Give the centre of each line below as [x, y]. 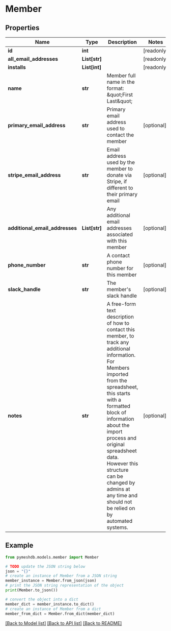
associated [120, 234]
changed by [121, 483]
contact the [120, 135]
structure [118, 470]
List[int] [92, 67]
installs [17, 67]
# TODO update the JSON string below [45, 566]
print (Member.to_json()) [32, 590]
